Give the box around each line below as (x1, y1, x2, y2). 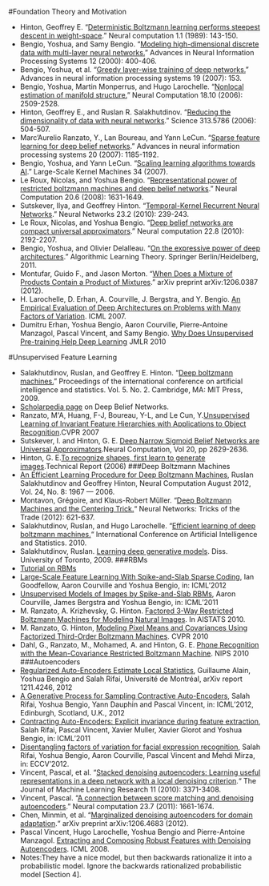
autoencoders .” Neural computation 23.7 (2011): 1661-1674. (19, 802, 215, 811)
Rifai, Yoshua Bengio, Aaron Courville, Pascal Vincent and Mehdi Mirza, (19, 751, 255, 760)
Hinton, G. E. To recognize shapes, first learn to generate (19, 453, 206, 463)
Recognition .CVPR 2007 (19, 427, 100, 437)
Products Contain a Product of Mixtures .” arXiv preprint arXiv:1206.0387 (19, 278, 259, 287)
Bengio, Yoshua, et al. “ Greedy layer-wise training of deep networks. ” (19, 65, 250, 74)
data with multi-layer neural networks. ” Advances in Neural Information (19, 48, 255, 57)
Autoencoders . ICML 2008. (19, 844, 110, 853)
